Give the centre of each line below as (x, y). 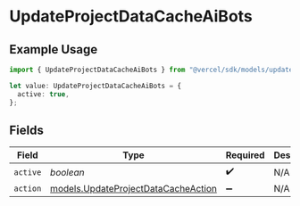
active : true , (43, 94)
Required (245, 155)
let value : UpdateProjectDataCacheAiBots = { (95, 86)
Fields (27, 130)
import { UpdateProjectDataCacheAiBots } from (97, 70)
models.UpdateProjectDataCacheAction (133, 189)
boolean (67, 172)
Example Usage (54, 49)
